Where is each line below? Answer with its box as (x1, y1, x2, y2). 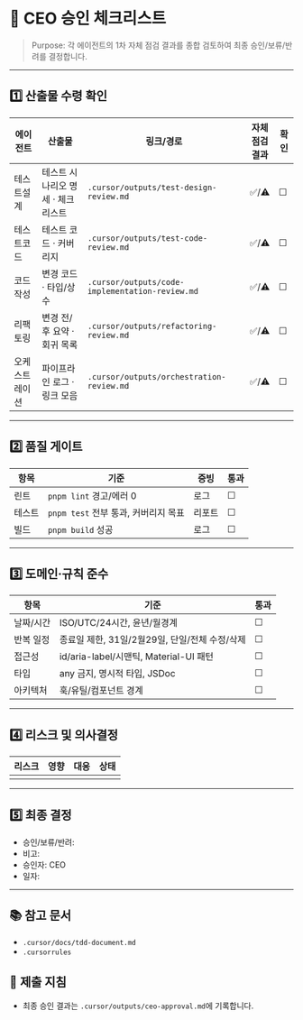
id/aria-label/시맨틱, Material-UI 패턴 (59, 650, 214, 663)
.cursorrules (22, 948, 72, 957)
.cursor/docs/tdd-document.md (22, 938, 137, 947)
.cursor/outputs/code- (87, 277, 185, 287)
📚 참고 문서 (9, 908, 72, 924)
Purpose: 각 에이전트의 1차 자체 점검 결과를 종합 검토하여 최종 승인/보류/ (31, 40, 286, 51)
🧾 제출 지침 (9, 975, 68, 990)
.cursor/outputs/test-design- (87, 182, 217, 192)
